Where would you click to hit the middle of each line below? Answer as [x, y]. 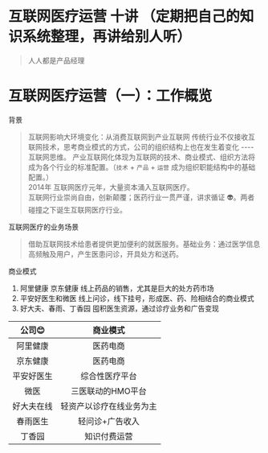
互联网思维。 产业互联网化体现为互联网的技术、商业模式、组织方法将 [141, 157]
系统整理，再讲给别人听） [107, 37]
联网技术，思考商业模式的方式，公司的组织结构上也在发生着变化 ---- [141, 146]
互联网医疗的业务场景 [43, 227]
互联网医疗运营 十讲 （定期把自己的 [124, 16]
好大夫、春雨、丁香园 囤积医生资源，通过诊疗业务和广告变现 [119, 308]
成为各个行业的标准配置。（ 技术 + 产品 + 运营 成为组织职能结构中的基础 [142, 167]
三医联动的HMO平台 [109, 391]
